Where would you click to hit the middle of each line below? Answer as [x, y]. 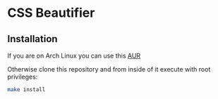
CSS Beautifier [51, 13]
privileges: [23, 77]
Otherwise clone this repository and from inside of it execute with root [109, 69]
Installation [32, 39]
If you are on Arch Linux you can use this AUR [74, 55]
